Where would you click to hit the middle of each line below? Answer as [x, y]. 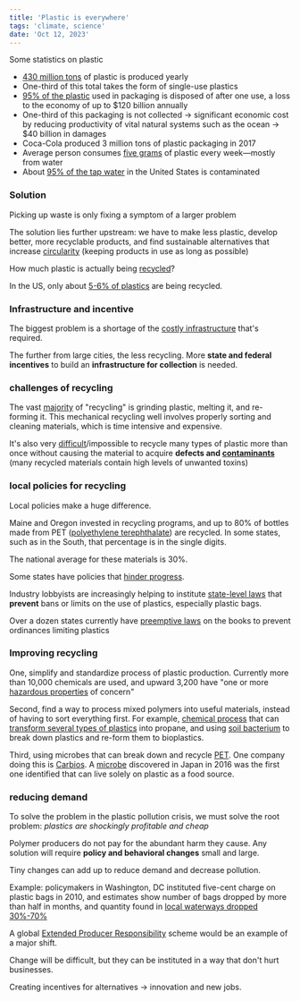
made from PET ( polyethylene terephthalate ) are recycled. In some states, [145, 532]
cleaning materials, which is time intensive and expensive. [116, 427]
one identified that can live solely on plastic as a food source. [122, 774]
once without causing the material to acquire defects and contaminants [142, 454]
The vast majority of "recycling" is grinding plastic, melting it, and [129, 407]
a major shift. [33, 943]
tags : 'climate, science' [57, 26]
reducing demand [48, 797]
